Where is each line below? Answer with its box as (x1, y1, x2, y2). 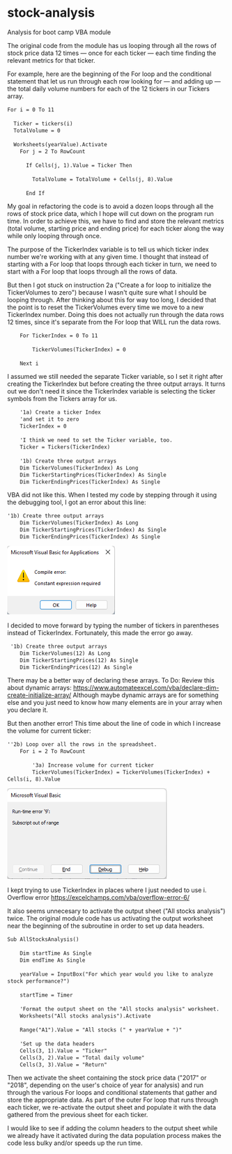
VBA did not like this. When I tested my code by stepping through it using (7, 490, 217, 499)
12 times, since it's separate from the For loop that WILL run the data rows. (7, 318, 222, 326)
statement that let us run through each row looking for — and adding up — (7, 77, 221, 85)
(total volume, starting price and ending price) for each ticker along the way (7, 224, 224, 233)
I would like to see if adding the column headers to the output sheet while (7, 1123, 218, 1132)
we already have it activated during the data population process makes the (7, 1131, 222, 1139)
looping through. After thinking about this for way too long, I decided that (7, 295, 217, 304)
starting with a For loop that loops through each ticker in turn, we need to (7, 260, 217, 268)
